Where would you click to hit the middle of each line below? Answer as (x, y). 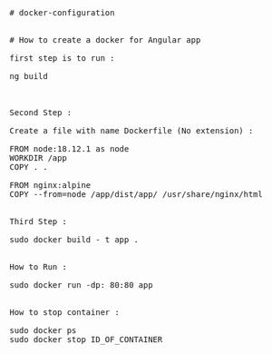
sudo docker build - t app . (74, 240)
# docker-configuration (62, 13)
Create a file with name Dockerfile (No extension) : (131, 131)
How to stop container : (64, 312)
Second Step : (41, 113)
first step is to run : (62, 58)
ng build (29, 76)
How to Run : (39, 267)
